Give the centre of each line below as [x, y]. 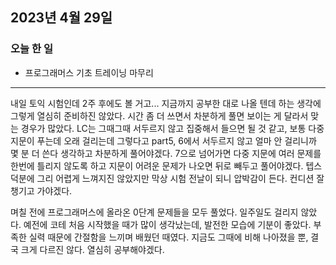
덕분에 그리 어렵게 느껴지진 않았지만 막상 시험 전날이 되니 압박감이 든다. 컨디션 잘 [167, 178]
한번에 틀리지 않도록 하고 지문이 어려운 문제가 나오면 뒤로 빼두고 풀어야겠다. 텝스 [166, 165]
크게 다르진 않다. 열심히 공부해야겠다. [92, 249]
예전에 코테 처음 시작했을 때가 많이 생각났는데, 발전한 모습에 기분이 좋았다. [167, 224]
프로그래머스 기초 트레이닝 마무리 [89, 72]
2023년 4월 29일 [61, 18]
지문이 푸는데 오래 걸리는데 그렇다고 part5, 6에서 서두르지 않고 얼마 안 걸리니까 [163, 140]
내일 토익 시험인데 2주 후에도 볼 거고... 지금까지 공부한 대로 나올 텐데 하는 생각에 [166, 103]
